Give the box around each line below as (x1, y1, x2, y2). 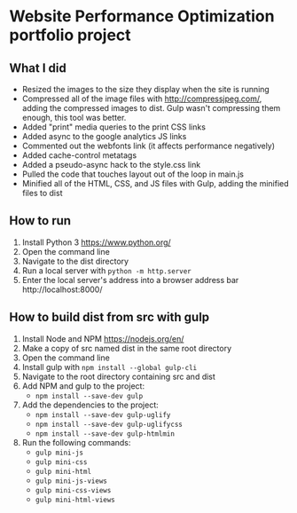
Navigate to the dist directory (21, 256, 129, 266)
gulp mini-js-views (35, 477, 108, 485)
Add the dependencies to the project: (21, 399, 160, 410)
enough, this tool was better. (21, 113, 127, 122)
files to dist (21, 188, 63, 198)
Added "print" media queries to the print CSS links (21, 122, 207, 132)
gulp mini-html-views (35, 495, 115, 504)
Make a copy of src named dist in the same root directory (21, 343, 232, 353)
